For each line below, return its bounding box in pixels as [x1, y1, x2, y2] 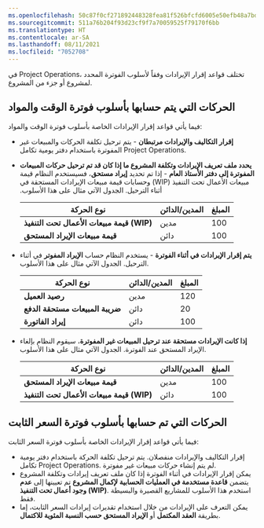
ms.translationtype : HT [8, 26, 86, 34]
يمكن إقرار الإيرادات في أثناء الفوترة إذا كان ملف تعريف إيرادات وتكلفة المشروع [19, 468, 251, 478]
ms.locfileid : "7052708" [8, 48, 90, 56]
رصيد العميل [23, 290, 64, 301]
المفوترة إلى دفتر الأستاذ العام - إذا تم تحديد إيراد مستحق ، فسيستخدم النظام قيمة [19, 168, 255, 178]
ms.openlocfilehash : [8, 11, 76, 20]
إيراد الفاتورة [23, 316, 66, 327]
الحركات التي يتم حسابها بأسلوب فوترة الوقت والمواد [8, 101, 236, 114]
